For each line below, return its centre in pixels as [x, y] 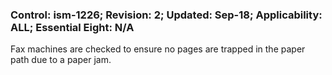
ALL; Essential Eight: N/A [72, 27]
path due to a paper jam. [61, 60]
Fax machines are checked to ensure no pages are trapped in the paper [158, 49]
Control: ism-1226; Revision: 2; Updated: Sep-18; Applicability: [166, 15]
